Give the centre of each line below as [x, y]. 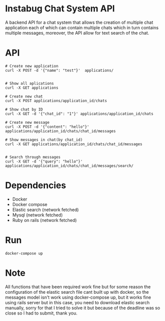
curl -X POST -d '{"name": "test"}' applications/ [59, 70]
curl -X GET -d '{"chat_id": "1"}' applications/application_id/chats [79, 114]
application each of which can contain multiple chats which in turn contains [82, 27]
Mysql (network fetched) [38, 215]
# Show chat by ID [24, 109]
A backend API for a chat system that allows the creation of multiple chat [79, 22]
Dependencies [36, 186]
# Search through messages [33, 157]
